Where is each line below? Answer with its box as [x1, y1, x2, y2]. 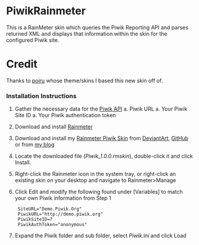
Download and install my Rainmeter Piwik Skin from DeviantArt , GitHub [14, 135, 189, 142]
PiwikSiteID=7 [17, 216, 53, 222]
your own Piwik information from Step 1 [14, 194, 111, 202]
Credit [6, 58, 38, 71]
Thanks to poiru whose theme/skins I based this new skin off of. [6, 77, 163, 84]
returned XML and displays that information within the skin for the [6, 30, 167, 37]
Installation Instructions [6, 92, 77, 100]
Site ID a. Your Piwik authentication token [14, 112, 116, 119]
